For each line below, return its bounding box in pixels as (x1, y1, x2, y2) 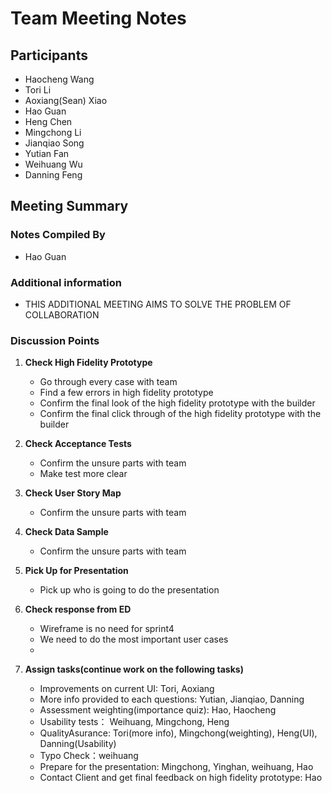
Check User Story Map (24, 487, 122, 499)
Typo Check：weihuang (39, 750, 139, 762)
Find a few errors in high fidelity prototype (39, 387, 214, 399)
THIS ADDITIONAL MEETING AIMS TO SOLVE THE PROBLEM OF (24, 298, 292, 310)
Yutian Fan (24, 148, 70, 159)
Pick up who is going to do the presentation (39, 584, 220, 596)
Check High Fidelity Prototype (24, 357, 153, 369)
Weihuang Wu (24, 158, 83, 170)
